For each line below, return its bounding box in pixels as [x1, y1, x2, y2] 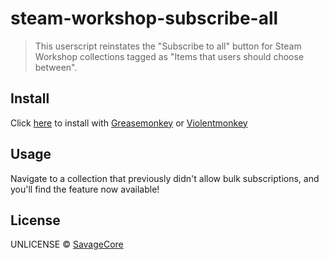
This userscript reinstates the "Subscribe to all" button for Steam [34, 40, 302, 52]
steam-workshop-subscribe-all [10, 7, 279, 30]
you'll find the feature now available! [10, 183, 160, 195]
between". [34, 61, 78, 73]
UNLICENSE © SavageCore [10, 238, 124, 251]
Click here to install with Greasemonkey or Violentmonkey [10, 117, 248, 129]
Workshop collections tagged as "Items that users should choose [34, 50, 305, 62]
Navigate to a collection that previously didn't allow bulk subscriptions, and [10, 172, 320, 184]
